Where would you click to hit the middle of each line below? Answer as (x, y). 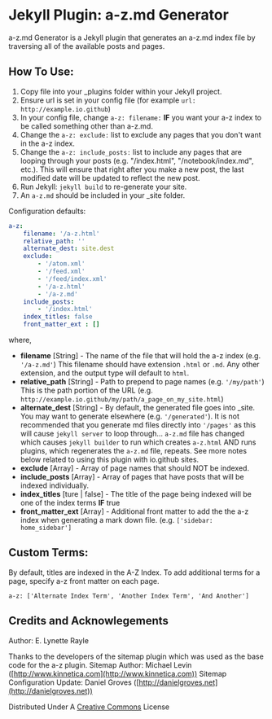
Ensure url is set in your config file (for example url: (108, 100)
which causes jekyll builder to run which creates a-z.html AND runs (138, 442)
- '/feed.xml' (61, 271)
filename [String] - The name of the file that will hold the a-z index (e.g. (140, 355)
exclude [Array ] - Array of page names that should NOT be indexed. (135, 468)
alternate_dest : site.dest (69, 249)
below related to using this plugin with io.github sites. (110, 459)
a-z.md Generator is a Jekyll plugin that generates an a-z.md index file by (132, 37)
